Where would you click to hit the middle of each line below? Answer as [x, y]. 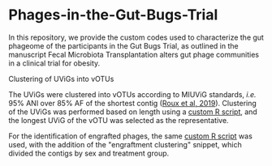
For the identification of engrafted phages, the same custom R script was [131, 136]
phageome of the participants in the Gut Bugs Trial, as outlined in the [123, 45]
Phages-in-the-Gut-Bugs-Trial [113, 15]
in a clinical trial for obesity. [54, 63]
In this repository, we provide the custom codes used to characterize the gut [136, 37]
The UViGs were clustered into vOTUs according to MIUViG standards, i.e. [133, 94]
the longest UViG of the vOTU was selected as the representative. [119, 120]
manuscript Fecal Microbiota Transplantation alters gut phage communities [134, 54]
